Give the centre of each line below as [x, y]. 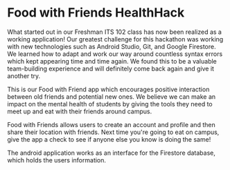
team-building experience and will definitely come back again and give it [111, 68]
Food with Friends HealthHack [96, 13]
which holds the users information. [56, 160]
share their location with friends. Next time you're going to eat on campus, [113, 132]
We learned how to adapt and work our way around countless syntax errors [115, 54]
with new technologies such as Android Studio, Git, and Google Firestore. [112, 46]
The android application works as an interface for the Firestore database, [112, 153]
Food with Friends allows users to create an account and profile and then [112, 124]
